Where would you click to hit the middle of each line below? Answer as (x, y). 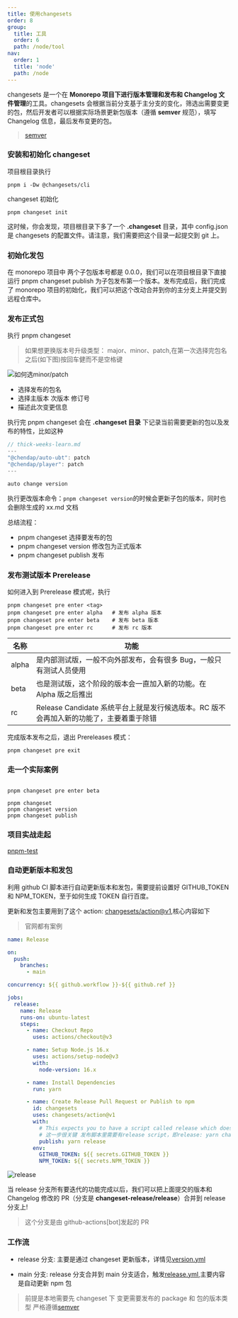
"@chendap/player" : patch (45, 465)
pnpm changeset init (38, 212)
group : (17, 27)
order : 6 (27, 40)
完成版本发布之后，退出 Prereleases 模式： (70, 737)
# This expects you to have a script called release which (128, 1128)
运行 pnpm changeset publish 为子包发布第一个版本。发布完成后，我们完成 (117, 281)
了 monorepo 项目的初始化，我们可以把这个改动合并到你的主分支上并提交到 (117, 290)
